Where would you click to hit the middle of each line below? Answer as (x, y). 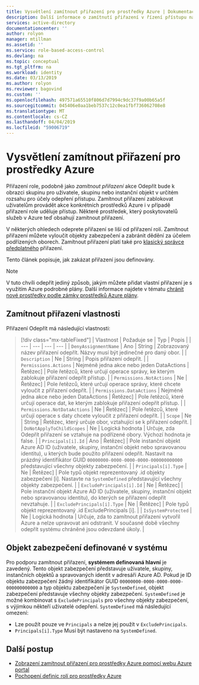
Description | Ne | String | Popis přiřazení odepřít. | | (85, 359)
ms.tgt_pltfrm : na (29, 67)
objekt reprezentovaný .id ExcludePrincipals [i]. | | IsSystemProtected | (106, 510)
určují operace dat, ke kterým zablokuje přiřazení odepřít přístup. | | (103, 403)
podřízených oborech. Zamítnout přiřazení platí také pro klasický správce (95, 242)
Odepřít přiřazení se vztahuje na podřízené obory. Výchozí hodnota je (105, 434)
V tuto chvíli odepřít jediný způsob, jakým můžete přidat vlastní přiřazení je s (99, 282)
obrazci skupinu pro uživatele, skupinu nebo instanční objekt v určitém (92, 192)
